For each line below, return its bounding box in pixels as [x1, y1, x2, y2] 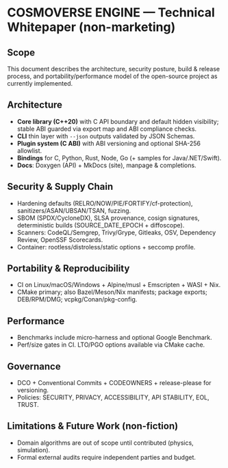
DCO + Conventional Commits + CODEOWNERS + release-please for [16, 379, 212, 387]
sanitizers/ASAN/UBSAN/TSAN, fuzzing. [16, 206, 131, 214]
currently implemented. [7, 79, 73, 87]
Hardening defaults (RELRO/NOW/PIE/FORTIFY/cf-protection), [16, 199, 193, 207]
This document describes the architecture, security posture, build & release [7, 65, 220, 73]
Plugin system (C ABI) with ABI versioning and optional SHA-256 [16, 139, 201, 147]
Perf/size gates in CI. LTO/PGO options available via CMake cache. [16, 341, 205, 349]
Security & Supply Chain [7, 181, 114, 193]
